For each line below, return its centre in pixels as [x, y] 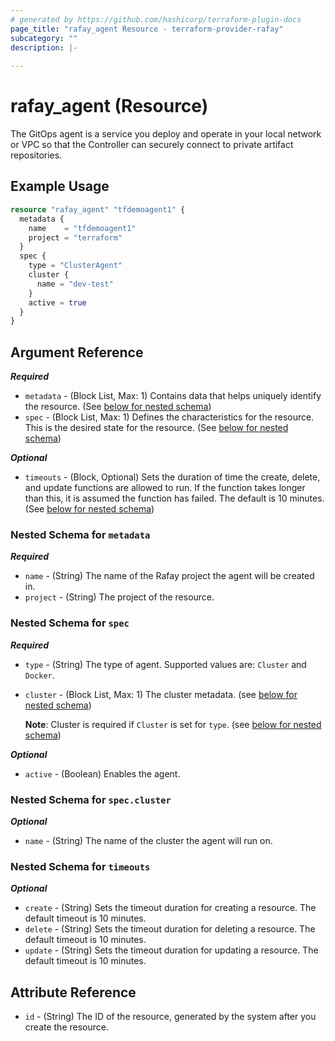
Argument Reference [77, 352]
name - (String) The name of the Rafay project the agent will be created [169, 576]
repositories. [36, 155]
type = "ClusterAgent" [75, 266]
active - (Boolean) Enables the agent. [102, 773]
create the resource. [66, 1027]
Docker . [39, 675]
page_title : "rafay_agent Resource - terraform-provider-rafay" [147, 29]
